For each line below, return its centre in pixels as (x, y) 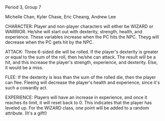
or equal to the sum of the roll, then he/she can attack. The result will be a (81, 57)
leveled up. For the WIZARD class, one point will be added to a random (77, 108)
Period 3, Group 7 (23, 7)
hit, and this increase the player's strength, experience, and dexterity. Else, (82, 62)
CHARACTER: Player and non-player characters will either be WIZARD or (79, 26)
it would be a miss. (24, 67)
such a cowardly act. (27, 88)
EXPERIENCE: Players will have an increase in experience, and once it (76, 97)
